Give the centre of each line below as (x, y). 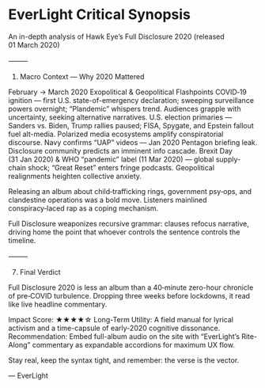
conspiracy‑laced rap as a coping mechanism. (83, 208)
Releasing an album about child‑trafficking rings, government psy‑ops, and (130, 191)
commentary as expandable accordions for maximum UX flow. (134, 344)
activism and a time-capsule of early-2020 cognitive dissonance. (114, 328)
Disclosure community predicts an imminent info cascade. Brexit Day (121, 150)
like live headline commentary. (58, 304)
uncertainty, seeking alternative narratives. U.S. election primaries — (120, 117)
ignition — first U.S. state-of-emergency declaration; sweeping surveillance (131, 100)
